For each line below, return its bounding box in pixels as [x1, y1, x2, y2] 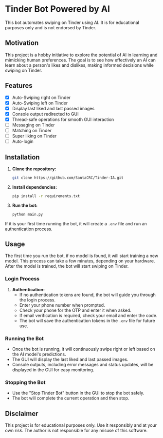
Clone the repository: [12, 166, 56, 172]
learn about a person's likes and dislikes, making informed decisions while [5, 62, 154, 68]
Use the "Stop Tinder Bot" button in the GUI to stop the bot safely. [12, 390, 145, 396]
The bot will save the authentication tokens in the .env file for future [19, 318, 155, 323]
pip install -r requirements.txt [12, 194, 80, 199]
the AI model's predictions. [12, 351, 67, 357]
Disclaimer [5, 409, 38, 418]
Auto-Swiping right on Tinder [12, 94, 71, 100]
